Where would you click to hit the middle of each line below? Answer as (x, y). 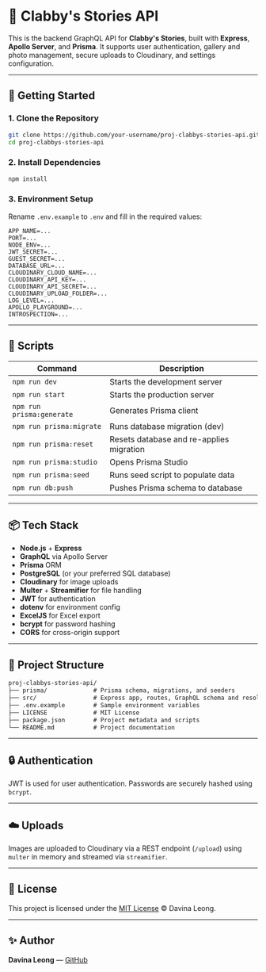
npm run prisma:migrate (57, 426)
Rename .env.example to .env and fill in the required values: (105, 216)
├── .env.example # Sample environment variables (104, 705)
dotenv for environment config (70, 607)
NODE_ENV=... (30, 245)
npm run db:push (43, 488)
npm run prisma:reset (53, 444)
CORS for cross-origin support (70, 633)
